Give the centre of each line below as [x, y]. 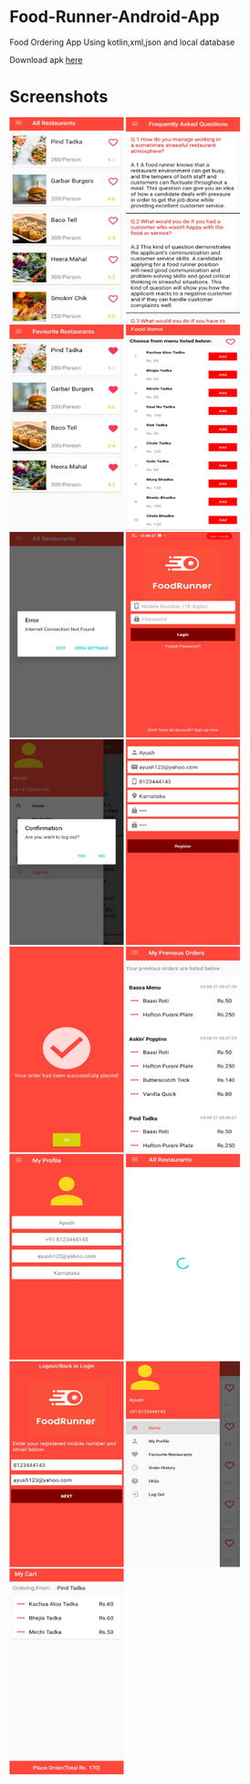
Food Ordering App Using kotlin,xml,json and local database [122, 42]
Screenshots [59, 97]
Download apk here [46, 59]
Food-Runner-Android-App [115, 17]
